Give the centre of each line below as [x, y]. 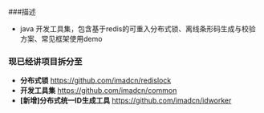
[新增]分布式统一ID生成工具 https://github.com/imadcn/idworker [126, 101]
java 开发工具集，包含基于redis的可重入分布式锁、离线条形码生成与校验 [138, 29]
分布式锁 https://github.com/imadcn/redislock [95, 81]
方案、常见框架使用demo [61, 39]
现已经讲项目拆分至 [45, 61]
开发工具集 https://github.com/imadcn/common [98, 91]
